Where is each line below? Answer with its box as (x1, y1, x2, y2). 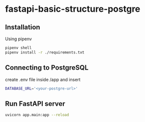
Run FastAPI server (5, 99, 65, 108)
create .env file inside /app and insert (5, 76, 81, 82)
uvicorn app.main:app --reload (5, 113, 69, 118)
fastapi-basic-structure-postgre (5, 3, 141, 15)
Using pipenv (5, 36, 32, 42)
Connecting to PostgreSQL (5, 64, 88, 72)
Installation (5, 23, 40, 31)
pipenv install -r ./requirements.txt (5, 50, 85, 55)
